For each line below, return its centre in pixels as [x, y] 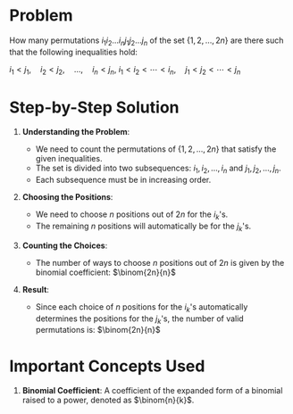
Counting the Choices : [65, 245]
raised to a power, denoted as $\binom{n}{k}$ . [108, 400]
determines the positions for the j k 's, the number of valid [139, 319]
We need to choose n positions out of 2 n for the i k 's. [132, 215]
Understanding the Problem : [76, 132]
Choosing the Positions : [67, 197]
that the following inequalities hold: [74, 52]
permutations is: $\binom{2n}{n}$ [98, 330]
